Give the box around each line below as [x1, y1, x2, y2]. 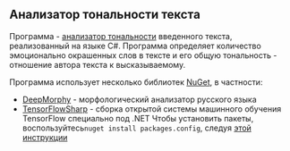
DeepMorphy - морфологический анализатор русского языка [21, 94, 257, 105]
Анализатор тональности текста [9, 7, 201, 22]
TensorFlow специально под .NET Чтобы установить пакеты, [21, 113, 254, 123]
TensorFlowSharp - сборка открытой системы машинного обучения [21, 103, 282, 114]
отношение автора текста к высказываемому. [9, 59, 186, 70]
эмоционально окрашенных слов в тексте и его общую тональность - [9, 49, 277, 61]
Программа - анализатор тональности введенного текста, [9, 30, 233, 41]
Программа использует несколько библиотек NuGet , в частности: [9, 76, 263, 88]
